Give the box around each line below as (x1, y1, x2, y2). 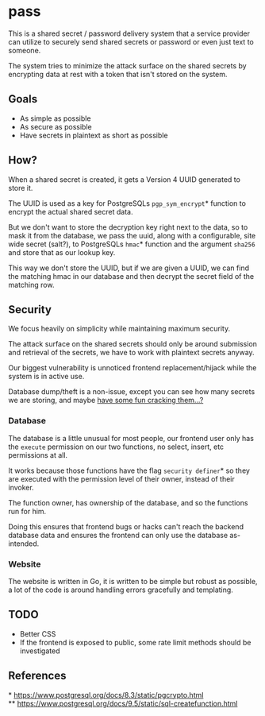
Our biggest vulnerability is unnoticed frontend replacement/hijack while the (8, 363, 257, 373)
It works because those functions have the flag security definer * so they (8, 466, 250, 475)
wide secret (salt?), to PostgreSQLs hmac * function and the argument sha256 (8, 239, 255, 249)
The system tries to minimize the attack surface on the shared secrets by (8, 60, 248, 70)
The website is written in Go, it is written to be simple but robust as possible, (8, 576, 258, 586)
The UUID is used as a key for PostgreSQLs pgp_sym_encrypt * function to (8, 198, 246, 208)
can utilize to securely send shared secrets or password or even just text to (8, 37, 254, 46)
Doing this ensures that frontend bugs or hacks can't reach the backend (8, 521, 244, 531)
